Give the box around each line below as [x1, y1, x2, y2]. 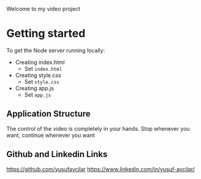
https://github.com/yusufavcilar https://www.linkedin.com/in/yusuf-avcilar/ [6, 165, 195, 173]
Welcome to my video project [6, 5, 81, 12]
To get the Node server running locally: [6, 46, 105, 54]
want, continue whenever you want [6, 131, 95, 139]
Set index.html [24, 65, 63, 72]
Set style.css [24, 78, 59, 85]
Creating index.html [15, 58, 66, 66]
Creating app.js [15, 84, 54, 92]
